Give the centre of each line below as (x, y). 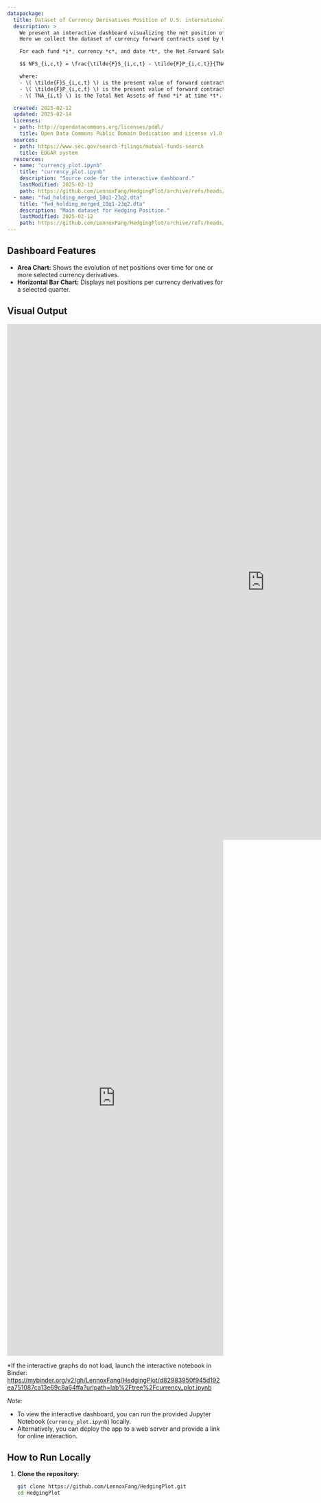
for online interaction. (47, 1436)
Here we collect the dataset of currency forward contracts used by (119, 39)
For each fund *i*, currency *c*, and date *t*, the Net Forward (115, 52)
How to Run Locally (49, 1458)
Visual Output (37, 311)
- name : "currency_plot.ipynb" (58, 166)
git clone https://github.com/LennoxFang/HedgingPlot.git (102, 1486)
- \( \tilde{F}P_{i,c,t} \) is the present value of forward (108, 89)
